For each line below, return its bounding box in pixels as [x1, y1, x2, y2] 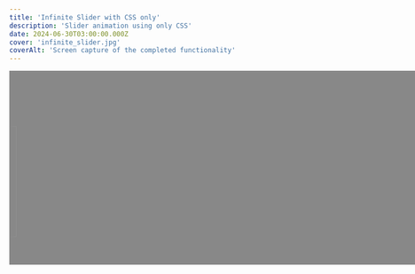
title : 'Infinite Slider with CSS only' [9, 12, 161, 22]
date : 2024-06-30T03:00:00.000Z [9, 29, 129, 38]
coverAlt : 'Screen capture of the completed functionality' [9, 46, 237, 55]
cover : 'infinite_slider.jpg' [9, 37, 121, 47]
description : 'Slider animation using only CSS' [9, 21, 192, 30]
